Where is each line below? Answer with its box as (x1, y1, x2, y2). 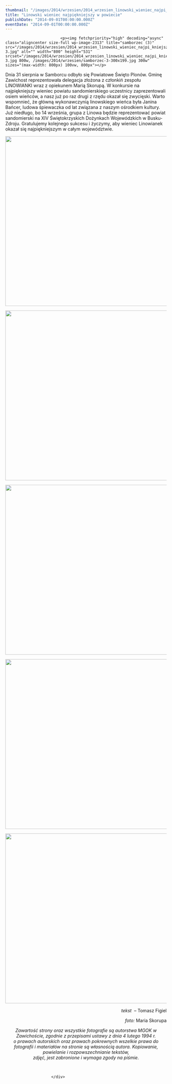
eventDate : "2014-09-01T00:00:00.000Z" (5, 21, 91, 27)
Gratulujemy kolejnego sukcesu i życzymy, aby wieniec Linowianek (21, 121, 163, 127)
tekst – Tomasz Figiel (121, 1008, 167, 1014)
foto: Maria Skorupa (124, 1017, 167, 1024)
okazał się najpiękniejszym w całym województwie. (5, 126, 114, 132)
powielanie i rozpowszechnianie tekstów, (42, 1049, 130, 1055)
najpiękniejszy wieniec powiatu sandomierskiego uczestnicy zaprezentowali (5, 88, 166, 94)
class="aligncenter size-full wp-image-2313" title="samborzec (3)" (5, 40, 155, 46)
